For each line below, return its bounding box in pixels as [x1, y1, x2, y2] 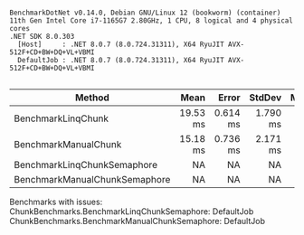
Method [75, 91, 110, 104]
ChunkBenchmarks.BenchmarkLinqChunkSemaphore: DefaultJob [9, 206, 254, 217]
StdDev [249, 91, 282, 104]
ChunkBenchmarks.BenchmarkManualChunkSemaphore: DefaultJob [9, 216, 265, 226]
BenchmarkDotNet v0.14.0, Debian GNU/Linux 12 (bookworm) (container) [9, 8, 281, 17]
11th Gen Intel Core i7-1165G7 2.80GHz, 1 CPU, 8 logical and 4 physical [9, 16, 294, 25]
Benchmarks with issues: [9, 196, 103, 207]
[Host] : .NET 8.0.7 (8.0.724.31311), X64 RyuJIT [17, 40, 224, 49]
